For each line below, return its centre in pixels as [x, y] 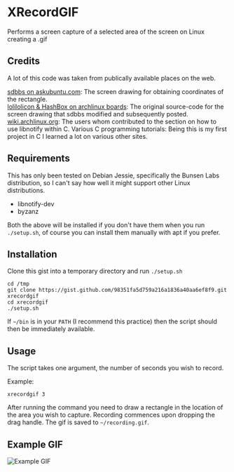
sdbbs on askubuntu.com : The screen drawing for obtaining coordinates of [116, 91]
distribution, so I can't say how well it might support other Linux [99, 182]
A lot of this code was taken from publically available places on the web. [111, 78]
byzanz [28, 211]
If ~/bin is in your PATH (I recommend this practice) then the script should [112, 322]
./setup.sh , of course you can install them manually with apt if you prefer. [114, 232]
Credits [24, 61]
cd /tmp [19, 284]
